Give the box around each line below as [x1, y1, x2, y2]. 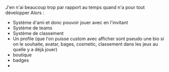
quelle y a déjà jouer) [12, 47, 58, 52]
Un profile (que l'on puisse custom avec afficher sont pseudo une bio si [12, 35, 164, 42]
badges [12, 57, 29, 63]
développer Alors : [5, 10, 45, 16]
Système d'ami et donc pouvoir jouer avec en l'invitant [12, 20, 128, 25]
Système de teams [12, 25, 52, 31]
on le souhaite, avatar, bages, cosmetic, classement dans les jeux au [12, 41, 158, 47]
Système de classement [12, 30, 64, 36]
